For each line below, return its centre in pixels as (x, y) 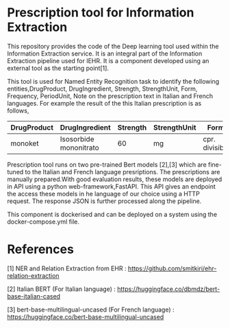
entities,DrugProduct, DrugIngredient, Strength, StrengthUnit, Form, (102, 89)
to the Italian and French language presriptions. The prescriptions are (123, 172)
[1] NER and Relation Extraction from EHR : (67, 268)
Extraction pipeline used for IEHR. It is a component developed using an (108, 60)
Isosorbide (77, 139)
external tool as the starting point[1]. (58, 68)
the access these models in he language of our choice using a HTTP (103, 194)
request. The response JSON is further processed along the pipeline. (104, 201)
